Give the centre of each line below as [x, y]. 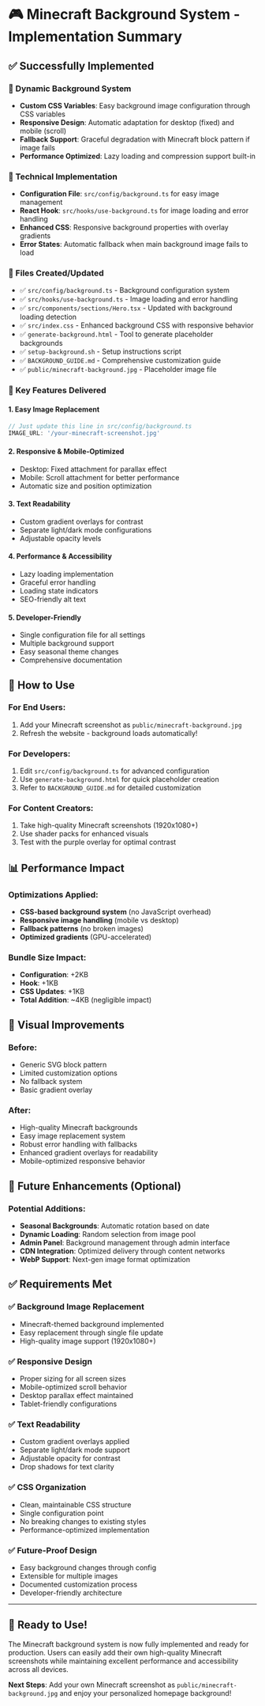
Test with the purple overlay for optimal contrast [98, 842]
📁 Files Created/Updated [56, 273]
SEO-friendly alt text [53, 599]
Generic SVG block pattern [63, 1065]
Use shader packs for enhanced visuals [84, 834]
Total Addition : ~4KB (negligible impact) [86, 1000]
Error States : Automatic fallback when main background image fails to [134, 245]
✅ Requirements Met [60, 1285]
